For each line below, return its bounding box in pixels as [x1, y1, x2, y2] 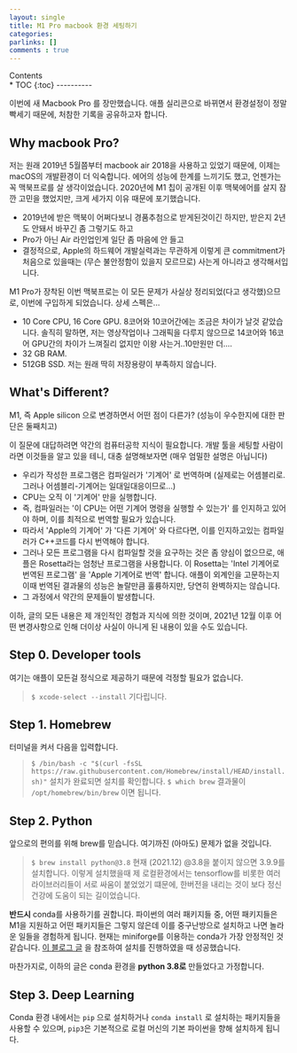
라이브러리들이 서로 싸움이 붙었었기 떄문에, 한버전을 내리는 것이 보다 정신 [30, 879, 282, 890]
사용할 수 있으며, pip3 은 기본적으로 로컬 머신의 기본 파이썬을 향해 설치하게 [9, 1023, 264, 1033]
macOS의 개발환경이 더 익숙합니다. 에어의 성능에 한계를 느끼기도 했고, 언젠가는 [9, 170, 282, 182]
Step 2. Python [9, 813, 93, 829]
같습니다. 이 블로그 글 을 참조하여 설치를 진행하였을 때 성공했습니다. [9, 942, 241, 953]
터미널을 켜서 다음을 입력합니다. [9, 742, 119, 753]
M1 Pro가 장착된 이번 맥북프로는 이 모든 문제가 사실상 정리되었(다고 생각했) [9, 285, 267, 297]
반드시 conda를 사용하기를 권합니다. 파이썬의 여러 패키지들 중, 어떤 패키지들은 [9, 909, 277, 920]
